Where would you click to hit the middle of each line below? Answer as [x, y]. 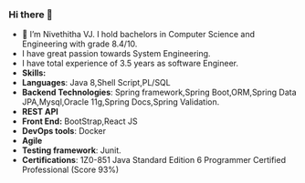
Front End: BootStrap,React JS [79, 121]
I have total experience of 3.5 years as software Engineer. [130, 64]
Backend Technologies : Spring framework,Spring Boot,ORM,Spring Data [159, 92]
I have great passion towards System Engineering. [116, 54]
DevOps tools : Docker [64, 131]
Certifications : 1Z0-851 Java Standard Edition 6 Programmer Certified [154, 160]
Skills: [34, 73]
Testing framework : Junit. [72, 150]
